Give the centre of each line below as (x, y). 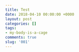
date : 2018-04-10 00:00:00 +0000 (40, 14)
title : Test (17, 10)
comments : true (21, 38)
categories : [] (21, 24)
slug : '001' (17, 42)
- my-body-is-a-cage (27, 33)
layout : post (19, 19)
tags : (11, 28)
